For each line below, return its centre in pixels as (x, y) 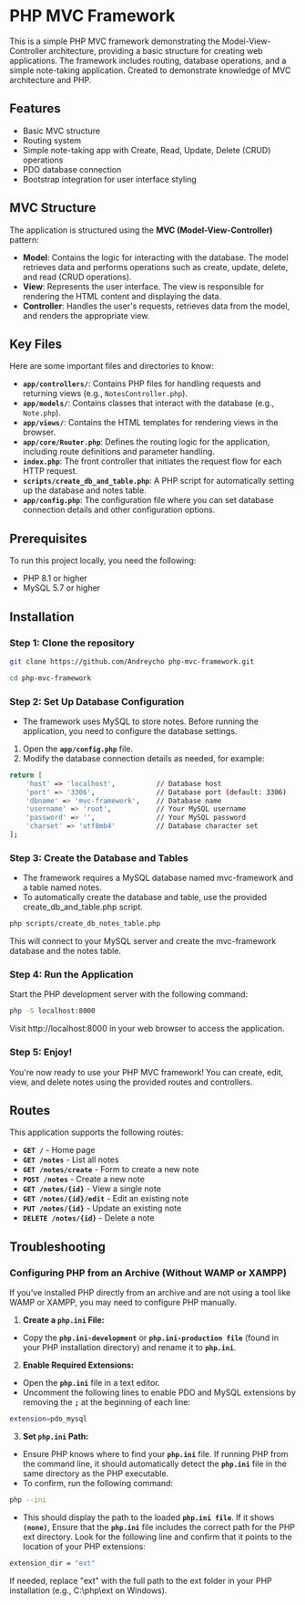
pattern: (24, 239)
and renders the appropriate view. (86, 315)
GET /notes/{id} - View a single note (92, 1189)
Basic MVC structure (61, 131)
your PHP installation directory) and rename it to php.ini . (129, 1348)
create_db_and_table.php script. (83, 907)
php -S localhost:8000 (52, 1011)
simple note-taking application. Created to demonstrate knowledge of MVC (150, 70)
